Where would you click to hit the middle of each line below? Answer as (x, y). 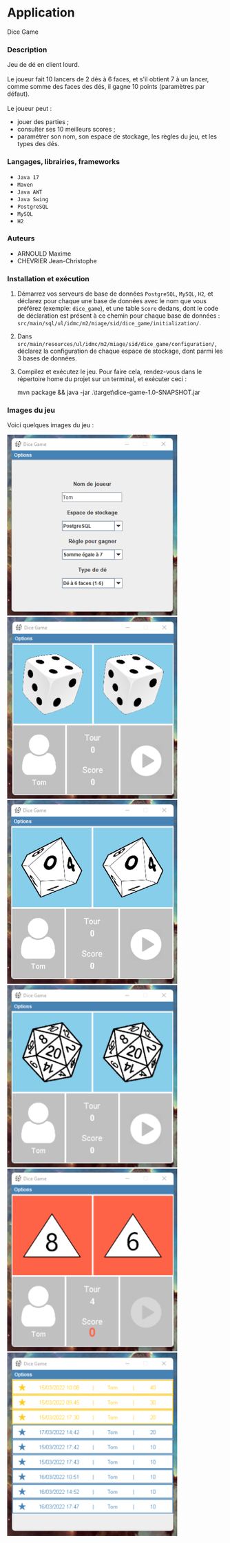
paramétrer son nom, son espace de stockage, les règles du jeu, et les (117, 136)
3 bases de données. (47, 358)
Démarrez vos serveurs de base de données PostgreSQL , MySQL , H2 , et (115, 294)
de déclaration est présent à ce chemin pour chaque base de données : (118, 316)
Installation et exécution (48, 278)
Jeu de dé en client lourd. (43, 65)
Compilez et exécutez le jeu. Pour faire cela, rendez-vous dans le (109, 372)
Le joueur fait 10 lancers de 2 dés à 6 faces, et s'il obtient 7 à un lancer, (108, 79)
